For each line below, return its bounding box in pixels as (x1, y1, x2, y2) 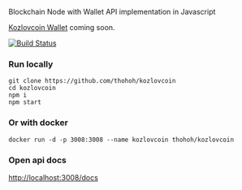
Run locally (8, 58, 54, 70)
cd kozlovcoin (8, 84, 57, 93)
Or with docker (8, 117, 69, 128)
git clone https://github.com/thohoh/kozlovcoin (8, 77, 176, 85)
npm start (8, 98, 42, 106)
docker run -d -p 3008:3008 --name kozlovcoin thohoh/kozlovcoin (8, 136, 234, 144)
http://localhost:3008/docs (8, 172, 99, 182)
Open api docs (8, 154, 67, 166)
